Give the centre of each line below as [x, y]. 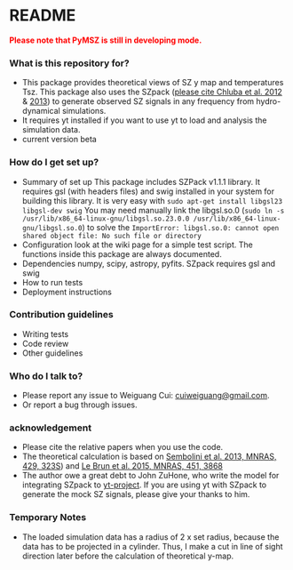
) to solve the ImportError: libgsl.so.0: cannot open [181, 227]
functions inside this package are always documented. [122, 253]
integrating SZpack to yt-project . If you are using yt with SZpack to [144, 485]
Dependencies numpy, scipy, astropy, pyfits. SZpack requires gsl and [149, 263]
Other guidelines [52, 353]
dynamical [41, 111]
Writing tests [45, 333]
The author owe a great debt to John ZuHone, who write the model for [150, 476]
